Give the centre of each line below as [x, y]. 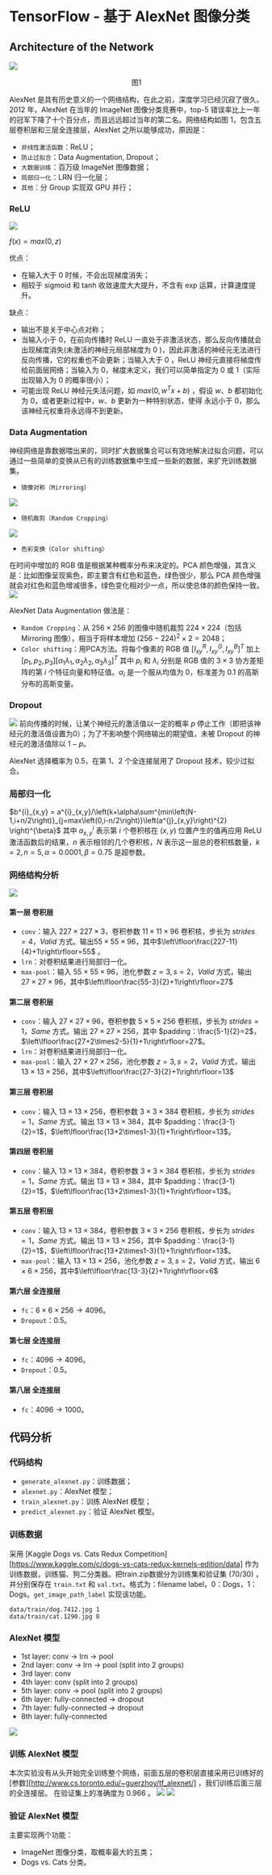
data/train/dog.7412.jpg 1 [54, 1609]
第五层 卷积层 [31, 1211]
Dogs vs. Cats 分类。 [56, 1862]
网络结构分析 [34, 875]
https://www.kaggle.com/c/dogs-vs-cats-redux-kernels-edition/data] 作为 [135, 1563]
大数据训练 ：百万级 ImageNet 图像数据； [86, 167]
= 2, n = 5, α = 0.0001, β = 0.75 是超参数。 [80, 852]
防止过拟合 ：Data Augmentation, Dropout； [90, 157]
